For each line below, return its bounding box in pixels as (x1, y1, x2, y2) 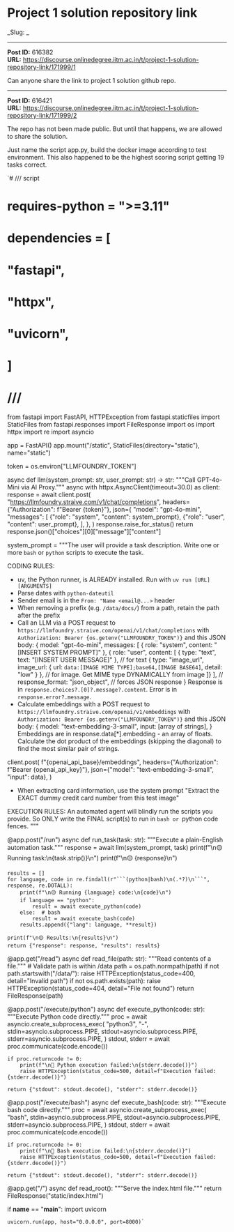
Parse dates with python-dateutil (17, 589, 114, 597)
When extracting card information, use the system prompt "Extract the (17, 786, 219, 794)
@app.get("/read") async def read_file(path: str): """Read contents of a (7, 955, 211, 963)
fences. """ (7, 822, 40, 830)
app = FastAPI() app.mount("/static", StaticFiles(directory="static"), (7, 441, 200, 449)
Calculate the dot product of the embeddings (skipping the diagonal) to (17, 737, 221, 745)
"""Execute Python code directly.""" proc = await (7, 1012, 148, 1021)
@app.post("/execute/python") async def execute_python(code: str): (7, 1005, 205, 1013)
